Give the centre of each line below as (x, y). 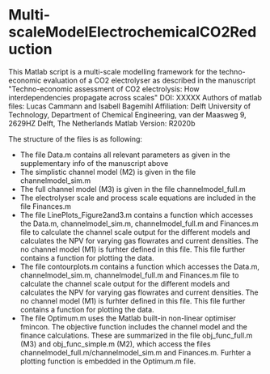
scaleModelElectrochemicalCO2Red (133, 32)
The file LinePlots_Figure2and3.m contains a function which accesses (136, 215)
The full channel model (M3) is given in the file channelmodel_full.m (133, 189)
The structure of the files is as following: (76, 138)
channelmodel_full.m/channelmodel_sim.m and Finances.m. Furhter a (135, 352)
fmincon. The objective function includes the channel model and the (134, 326)
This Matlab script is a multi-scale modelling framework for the (113, 71)
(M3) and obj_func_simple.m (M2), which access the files (116, 344)
